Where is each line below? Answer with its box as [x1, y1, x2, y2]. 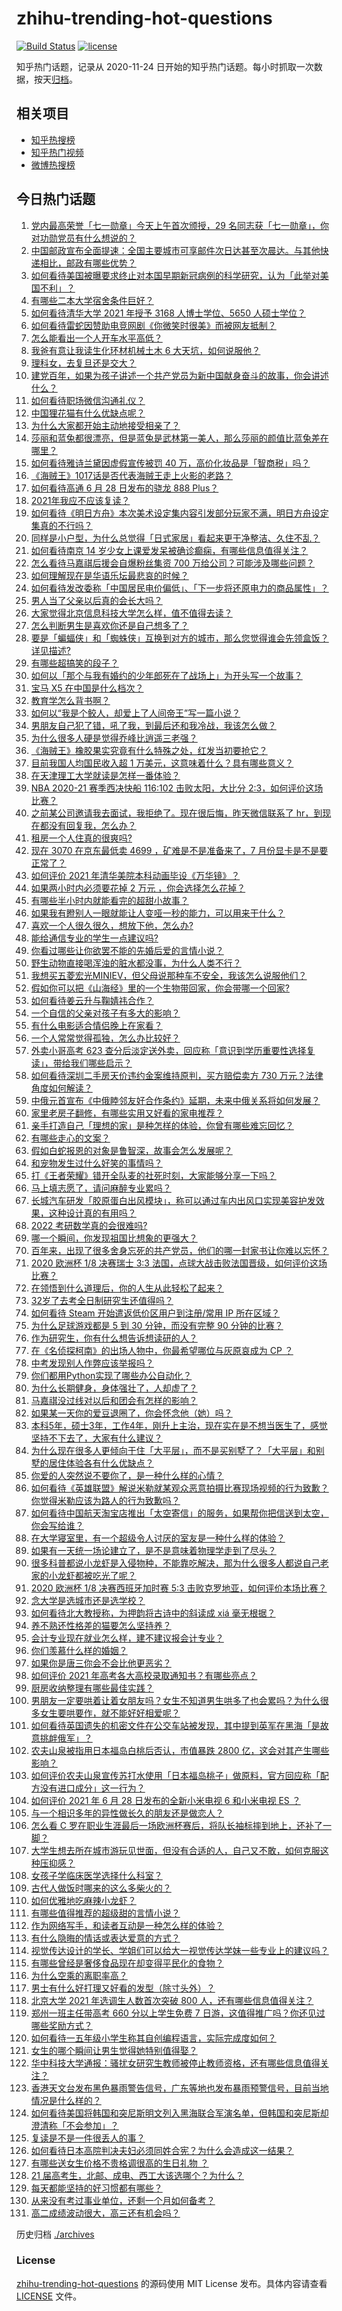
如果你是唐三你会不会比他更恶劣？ [30, 1657, 172, 1669]
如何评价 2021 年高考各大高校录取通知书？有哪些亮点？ [30, 1669, 258, 1681]
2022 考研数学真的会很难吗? [30, 1219, 148, 1231]
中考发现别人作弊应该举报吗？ [30, 1357, 154, 1369]
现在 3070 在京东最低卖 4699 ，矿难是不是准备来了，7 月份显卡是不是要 [30, 844, 329, 856]
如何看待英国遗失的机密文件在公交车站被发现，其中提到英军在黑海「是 [30, 1719, 321, 1731]
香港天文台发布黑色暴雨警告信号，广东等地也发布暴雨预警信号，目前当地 [30, 2082, 329, 2094]
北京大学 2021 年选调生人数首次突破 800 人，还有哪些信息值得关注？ [30, 1994, 314, 2006]
